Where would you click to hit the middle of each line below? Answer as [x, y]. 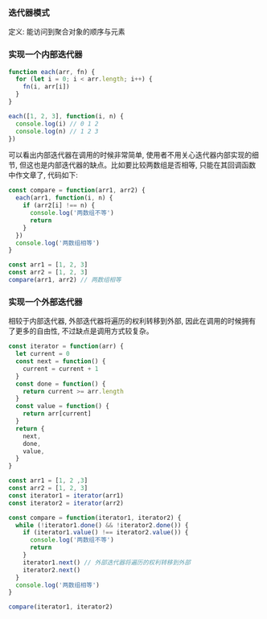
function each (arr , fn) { [51, 72]
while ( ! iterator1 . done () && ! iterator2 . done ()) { [102, 525]
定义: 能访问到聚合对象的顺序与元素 [67, 32]
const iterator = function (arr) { [66, 347]
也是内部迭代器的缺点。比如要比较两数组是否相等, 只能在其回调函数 [144, 165]
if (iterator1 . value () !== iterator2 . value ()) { [106, 533]
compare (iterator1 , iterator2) [61, 607]
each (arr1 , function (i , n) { [64, 198]
